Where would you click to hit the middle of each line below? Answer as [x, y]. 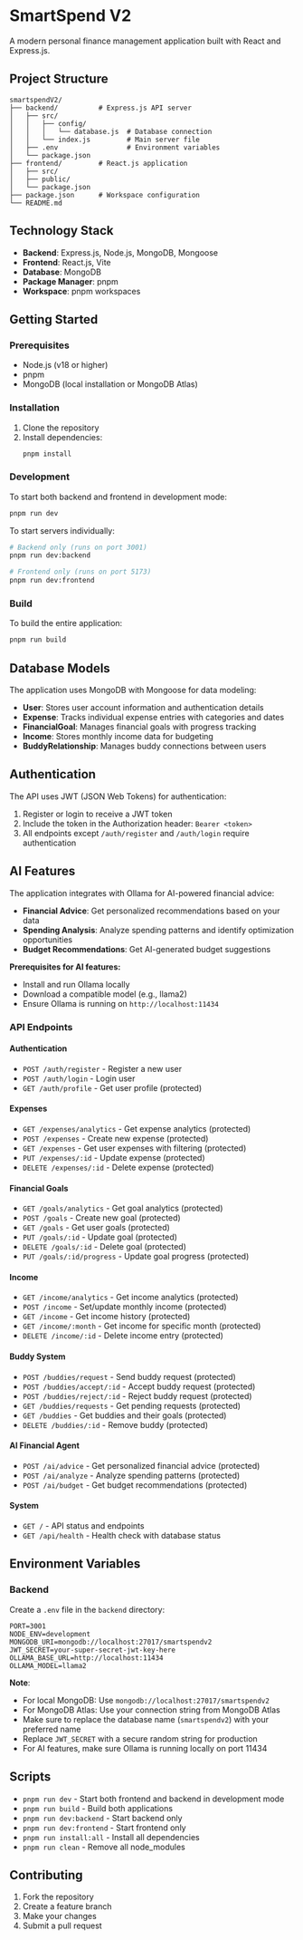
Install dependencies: [62, 437]
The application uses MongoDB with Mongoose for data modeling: [133, 690]
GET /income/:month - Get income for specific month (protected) [142, 1326]
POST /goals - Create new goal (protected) [101, 1218]
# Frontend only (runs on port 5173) [80, 572]
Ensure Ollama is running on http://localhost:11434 [120, 1003]
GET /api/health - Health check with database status [122, 1536]
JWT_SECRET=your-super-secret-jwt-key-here [93, 1650]
